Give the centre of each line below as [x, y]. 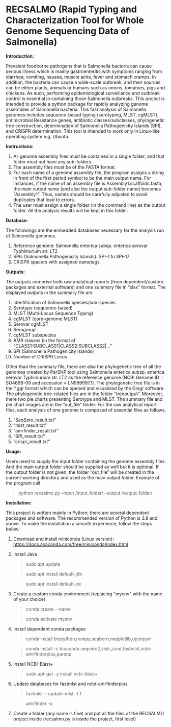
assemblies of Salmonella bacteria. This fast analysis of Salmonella [76, 109]
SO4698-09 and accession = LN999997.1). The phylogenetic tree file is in [83, 383]
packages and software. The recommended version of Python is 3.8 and [82, 518]
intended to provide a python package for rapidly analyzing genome [77, 104]
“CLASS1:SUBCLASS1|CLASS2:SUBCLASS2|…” [63, 346]
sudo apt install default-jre [53, 584]
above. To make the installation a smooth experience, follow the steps [79, 523]
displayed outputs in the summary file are [49, 293]
